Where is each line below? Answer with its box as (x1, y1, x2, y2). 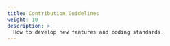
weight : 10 (7, 16, 38, 23)
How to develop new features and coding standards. (13, 28, 165, 36)
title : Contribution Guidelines (7, 9, 99, 17)
